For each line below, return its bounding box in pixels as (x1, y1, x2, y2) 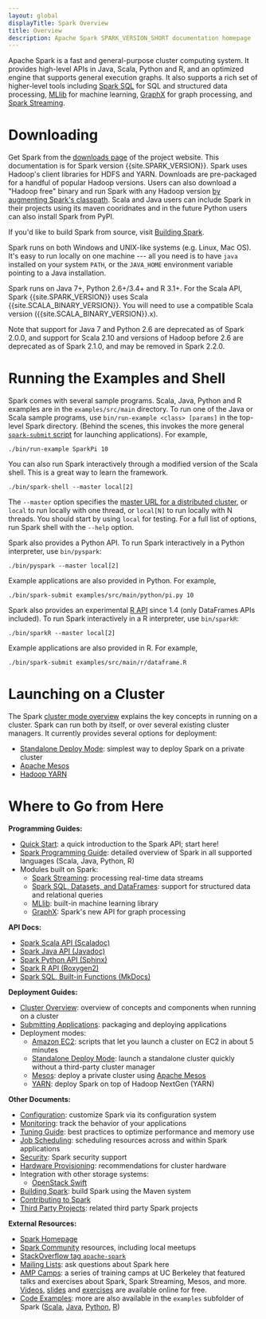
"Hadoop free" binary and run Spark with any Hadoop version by (8, 187, 221, 196)
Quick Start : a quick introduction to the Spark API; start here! (19, 839, 219, 848)
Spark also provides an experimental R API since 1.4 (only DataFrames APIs (8, 606, 256, 615)
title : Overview (8, 26, 62, 34)
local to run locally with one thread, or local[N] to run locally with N (8, 506, 233, 515)
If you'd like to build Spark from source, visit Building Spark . (8, 227, 205, 237)
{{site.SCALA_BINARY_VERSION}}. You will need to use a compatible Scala (8, 301, 253, 310)
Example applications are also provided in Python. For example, (8, 576, 217, 586)
